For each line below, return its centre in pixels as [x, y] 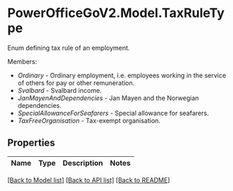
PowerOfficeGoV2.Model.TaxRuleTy [116, 13]
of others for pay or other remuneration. [76, 82]
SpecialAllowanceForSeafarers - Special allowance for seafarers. [113, 113]
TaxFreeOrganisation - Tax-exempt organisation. [89, 120]
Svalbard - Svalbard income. [60, 90]
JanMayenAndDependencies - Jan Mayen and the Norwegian [108, 98]
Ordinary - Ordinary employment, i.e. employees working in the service [122, 75]
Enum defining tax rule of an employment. [69, 48]
